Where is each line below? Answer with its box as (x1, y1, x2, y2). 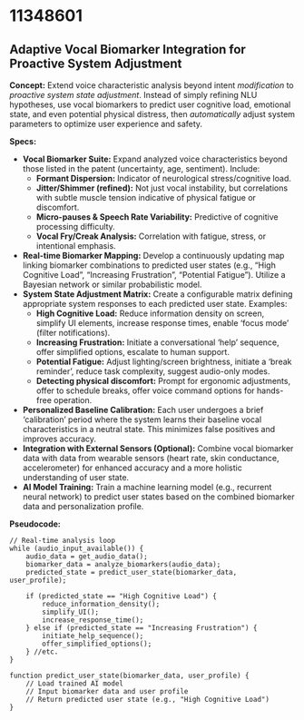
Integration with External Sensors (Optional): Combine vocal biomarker (22, 443, 294, 454)
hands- (257, 385, 284, 396)
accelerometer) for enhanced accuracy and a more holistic (22, 462, 242, 473)
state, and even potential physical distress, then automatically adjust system (9, 109, 296, 119)
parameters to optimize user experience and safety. (9, 119, 202, 129)
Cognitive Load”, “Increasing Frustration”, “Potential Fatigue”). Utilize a (22, 270, 286, 280)
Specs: (9, 136, 37, 146)
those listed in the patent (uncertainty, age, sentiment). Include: (22, 163, 260, 173)
